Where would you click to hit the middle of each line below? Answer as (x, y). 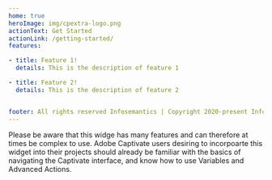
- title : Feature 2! (43, 82)
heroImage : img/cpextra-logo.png (65, 23)
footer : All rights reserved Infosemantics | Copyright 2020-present (128, 111)
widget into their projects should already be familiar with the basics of (125, 152)
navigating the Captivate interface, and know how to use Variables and (126, 160)
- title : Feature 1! (43, 61)
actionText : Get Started (50, 31)
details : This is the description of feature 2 (98, 90)
